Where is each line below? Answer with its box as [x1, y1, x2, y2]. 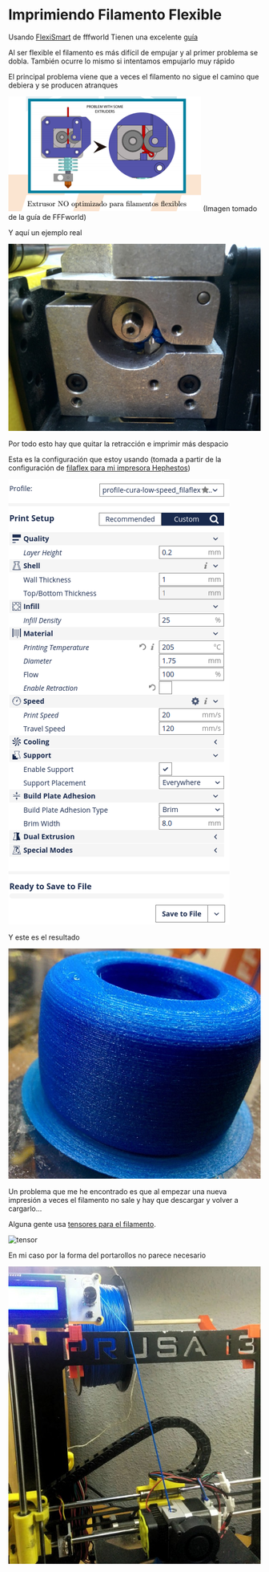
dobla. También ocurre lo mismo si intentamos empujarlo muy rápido [8, 56, 235, 66]
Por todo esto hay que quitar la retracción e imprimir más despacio [8, 439, 229, 449]
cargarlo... [8, 1204, 42, 1213]
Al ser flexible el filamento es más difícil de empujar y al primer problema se [8, 47, 259, 57]
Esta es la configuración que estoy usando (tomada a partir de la [8, 454, 222, 464]
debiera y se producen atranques [8, 80, 118, 90]
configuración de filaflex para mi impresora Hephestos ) [8, 463, 191, 473]
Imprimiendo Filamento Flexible [8, 6, 223, 24]
